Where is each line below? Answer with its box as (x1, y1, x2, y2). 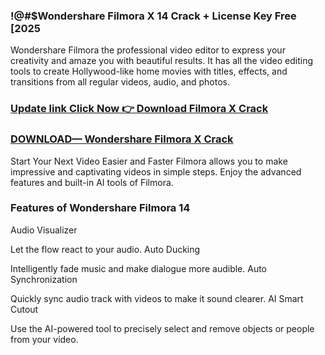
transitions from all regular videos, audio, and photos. (10, 76, 231, 88)
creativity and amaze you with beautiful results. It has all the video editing (10, 55, 313, 67)
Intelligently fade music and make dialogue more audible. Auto (10, 262, 268, 274)
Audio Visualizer (10, 224, 78, 236)
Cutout (10, 303, 39, 315)
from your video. (10, 333, 79, 345)
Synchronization (10, 273, 78, 285)
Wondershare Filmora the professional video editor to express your (10, 44, 286, 56)
